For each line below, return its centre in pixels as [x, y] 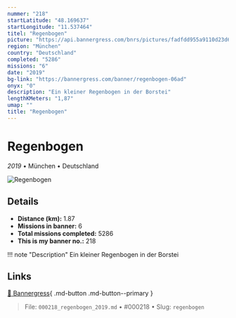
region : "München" [34, 46]
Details [23, 202]
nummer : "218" [28, 14]
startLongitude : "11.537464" [50, 27]
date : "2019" [26, 72]
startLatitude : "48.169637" [48, 20]
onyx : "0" [22, 86]
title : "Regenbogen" [38, 112]
